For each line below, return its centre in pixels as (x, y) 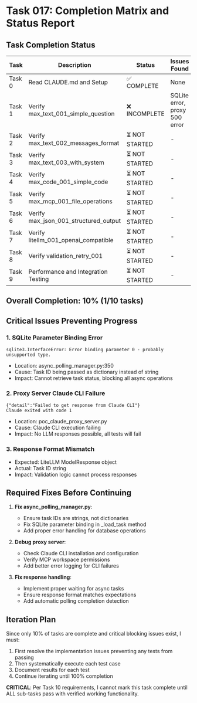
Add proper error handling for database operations (84, 531)
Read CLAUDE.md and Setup (68, 82)
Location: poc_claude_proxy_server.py (61, 422)
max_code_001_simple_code (68, 182)
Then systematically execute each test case (68, 664)
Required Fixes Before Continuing (69, 493)
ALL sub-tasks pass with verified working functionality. (72, 694)
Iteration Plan (31, 619)
